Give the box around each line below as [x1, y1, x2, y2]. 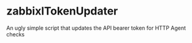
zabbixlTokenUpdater [6, 4, 118, 18]
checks [6, 30, 25, 38]
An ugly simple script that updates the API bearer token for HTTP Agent [6, 24, 186, 31]
